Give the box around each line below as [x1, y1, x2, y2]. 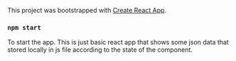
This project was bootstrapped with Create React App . [7, 6, 167, 14]
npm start [7, 23, 41, 31]
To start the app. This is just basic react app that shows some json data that [7, 38, 229, 47]
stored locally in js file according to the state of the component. [7, 45, 193, 54]
